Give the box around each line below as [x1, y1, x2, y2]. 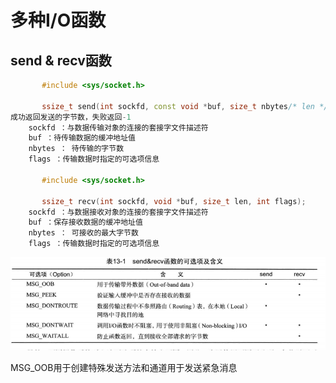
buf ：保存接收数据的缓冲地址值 [28, 217, 143, 228]
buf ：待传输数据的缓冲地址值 [28, 133, 136, 143]
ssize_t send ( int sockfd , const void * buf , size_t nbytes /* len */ [41, 101, 329, 111]
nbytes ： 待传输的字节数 [28, 144, 125, 154]
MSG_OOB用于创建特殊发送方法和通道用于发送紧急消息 [10, 361, 238, 373]
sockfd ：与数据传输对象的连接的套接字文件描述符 [28, 122, 209, 133]
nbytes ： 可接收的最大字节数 [28, 228, 139, 238]
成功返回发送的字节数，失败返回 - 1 [10, 112, 132, 122]
